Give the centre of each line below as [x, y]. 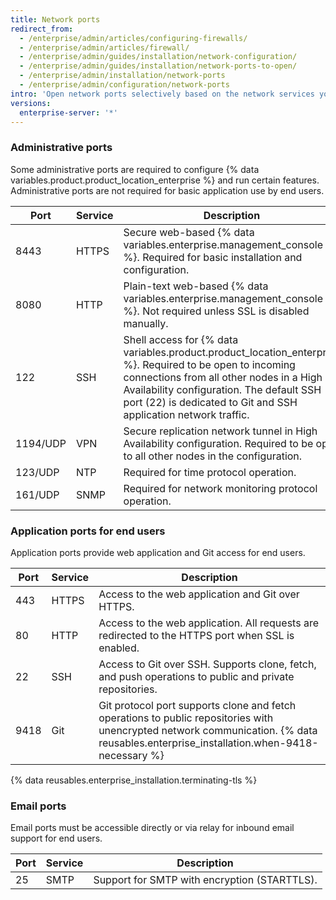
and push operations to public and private [196, 676]
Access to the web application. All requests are [208, 623]
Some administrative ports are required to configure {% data [135, 169]
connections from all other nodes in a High [223, 377]
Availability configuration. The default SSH [222, 389]
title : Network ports [55, 19]
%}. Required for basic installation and [213, 257]
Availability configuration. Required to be [218, 443]
